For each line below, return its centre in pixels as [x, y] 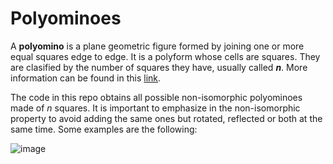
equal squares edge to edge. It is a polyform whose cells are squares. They [165, 56]
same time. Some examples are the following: [104, 129]
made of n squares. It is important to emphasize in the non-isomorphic [155, 108]
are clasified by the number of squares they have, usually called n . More [159, 67]
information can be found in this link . [86, 78]
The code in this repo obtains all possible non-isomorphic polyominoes [156, 97]
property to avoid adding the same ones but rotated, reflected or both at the [166, 118]
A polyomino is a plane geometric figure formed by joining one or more [157, 46]
